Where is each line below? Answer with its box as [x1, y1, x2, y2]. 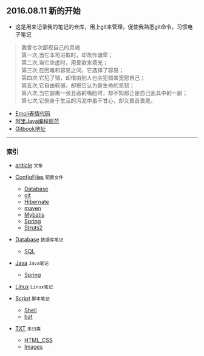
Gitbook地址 [15, 125, 46, 132]
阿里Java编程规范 [15, 117, 59, 125]
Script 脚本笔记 [15, 295, 50, 302]
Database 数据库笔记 [15, 236, 64, 243]
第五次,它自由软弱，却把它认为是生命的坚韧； [21, 82, 135, 89]
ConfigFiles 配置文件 [15, 173, 64, 181]
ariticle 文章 [15, 162, 43, 169]
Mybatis [24, 211, 45, 218]
